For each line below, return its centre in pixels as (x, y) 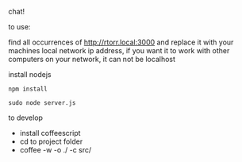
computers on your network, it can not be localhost (92, 59)
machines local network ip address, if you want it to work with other (119, 50)
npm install (28, 89)
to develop (26, 118)
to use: (19, 27)
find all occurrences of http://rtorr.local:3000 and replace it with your (121, 42)
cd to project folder (51, 141)
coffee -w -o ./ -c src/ (56, 150)
